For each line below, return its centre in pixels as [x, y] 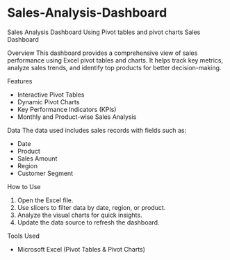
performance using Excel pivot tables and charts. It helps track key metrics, [115, 60]
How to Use [24, 186]
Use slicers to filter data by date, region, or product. [91, 207]
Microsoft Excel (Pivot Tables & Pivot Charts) [81, 249]
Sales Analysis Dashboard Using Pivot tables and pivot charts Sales [104, 32]
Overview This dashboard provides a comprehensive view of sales [102, 53]
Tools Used [23, 236]
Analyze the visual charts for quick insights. [80, 215]
